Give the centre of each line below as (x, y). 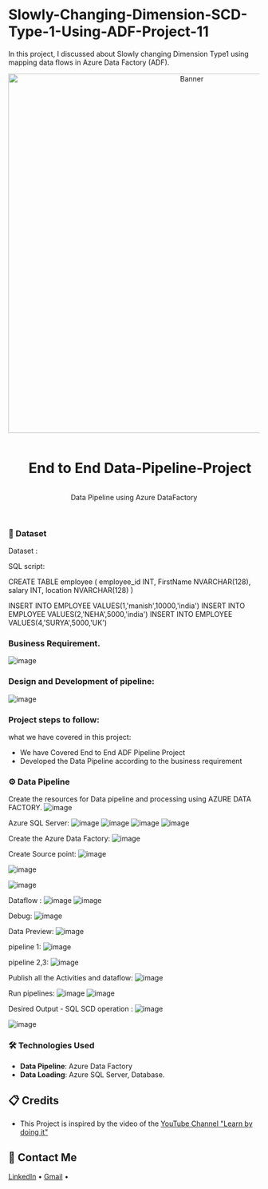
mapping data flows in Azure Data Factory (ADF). (89, 62)
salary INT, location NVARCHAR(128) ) (71, 591)
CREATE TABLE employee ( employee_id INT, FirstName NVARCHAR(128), (130, 582)
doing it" (34, 1132)
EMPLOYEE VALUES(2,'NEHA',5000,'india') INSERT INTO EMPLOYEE (120, 614)
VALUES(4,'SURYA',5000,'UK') (58, 623)
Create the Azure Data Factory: (59, 839)
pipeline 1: (25, 947)
